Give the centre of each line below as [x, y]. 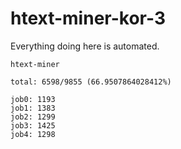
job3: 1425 [33, 125]
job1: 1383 [33, 108]
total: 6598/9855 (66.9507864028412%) [91, 82]
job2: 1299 [33, 117]
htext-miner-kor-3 [88, 18]
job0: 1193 [33, 99]
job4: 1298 [33, 134]
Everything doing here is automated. [85, 46]
